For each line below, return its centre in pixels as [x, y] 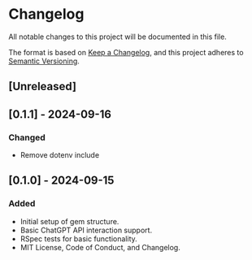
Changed [27, 137]
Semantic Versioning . [44, 61]
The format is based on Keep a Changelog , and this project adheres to [126, 52]
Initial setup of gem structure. [70, 221]
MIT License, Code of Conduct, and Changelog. [100, 247]
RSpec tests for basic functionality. [79, 238]
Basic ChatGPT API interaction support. [86, 230]
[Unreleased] [43, 87]
